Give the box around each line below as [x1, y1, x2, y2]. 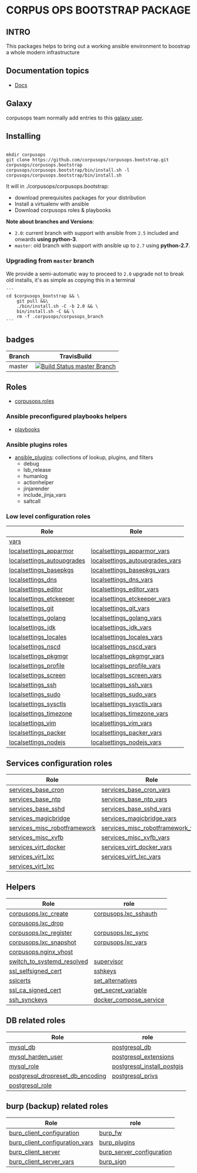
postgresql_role [9, 1081, 52, 1089]
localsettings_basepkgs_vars [90, 566, 170, 574]
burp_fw [98, 1128, 122, 1137]
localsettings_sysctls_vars [90, 700, 162, 708]
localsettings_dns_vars [90, 576, 154, 584]
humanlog [23, 472, 48, 480]
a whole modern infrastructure [6, 49, 80, 56]
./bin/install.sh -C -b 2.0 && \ [16, 303, 98, 309]
